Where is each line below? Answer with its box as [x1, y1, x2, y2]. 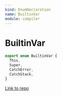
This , [9, 58, 21, 63]
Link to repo [5, 85, 29, 91]
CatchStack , [9, 72, 34, 76]
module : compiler [5, 16, 40, 21]
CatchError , [9, 67, 34, 72]
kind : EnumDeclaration [5, 7, 51, 12]
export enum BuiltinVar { [5, 53, 57, 59]
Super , [9, 63, 23, 68]
